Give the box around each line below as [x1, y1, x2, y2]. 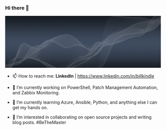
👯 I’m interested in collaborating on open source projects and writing [12, 114, 152, 120]
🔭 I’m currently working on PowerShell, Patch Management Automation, [12, 84, 158, 90]
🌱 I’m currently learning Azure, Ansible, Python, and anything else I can [12, 99, 157, 105]
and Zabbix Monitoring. [12, 89, 60, 95]
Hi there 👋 [5, 4, 30, 11]
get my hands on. [12, 104, 48, 110]
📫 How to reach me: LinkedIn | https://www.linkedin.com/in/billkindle [12, 73, 155, 79]
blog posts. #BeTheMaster [12, 119, 67, 125]
